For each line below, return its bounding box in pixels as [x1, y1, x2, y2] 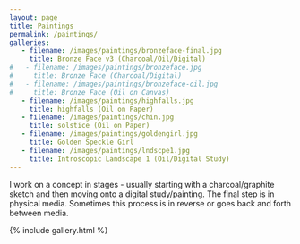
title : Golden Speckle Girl [29, 138, 134, 147]
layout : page [9, 13, 58, 22]
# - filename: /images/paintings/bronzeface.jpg [9, 63, 202, 72]
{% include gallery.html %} [9, 224, 108, 235]
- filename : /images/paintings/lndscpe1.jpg [21, 146, 191, 155]
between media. [9, 207, 69, 218]
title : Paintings [9, 21, 74, 30]
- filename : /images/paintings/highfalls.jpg [21, 96, 194, 105]
